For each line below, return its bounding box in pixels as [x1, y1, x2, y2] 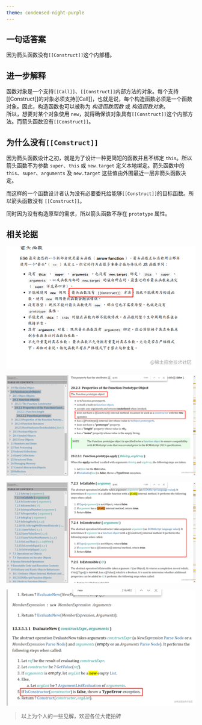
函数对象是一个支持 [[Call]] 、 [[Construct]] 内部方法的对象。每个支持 [6, 88, 179, 95]
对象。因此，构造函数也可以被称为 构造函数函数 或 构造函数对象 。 [6, 103, 169, 110]
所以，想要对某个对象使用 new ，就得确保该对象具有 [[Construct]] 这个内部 [6, 110, 188, 117]
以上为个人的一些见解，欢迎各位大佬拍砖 [20, 712, 121, 720]
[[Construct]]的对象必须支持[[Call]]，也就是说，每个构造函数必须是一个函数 [6, 95, 192, 102]
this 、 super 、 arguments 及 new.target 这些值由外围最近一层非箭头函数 [6, 169, 182, 177]
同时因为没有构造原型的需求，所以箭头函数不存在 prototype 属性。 [6, 210, 171, 217]
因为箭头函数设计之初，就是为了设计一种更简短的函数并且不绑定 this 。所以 [6, 154, 192, 162]
